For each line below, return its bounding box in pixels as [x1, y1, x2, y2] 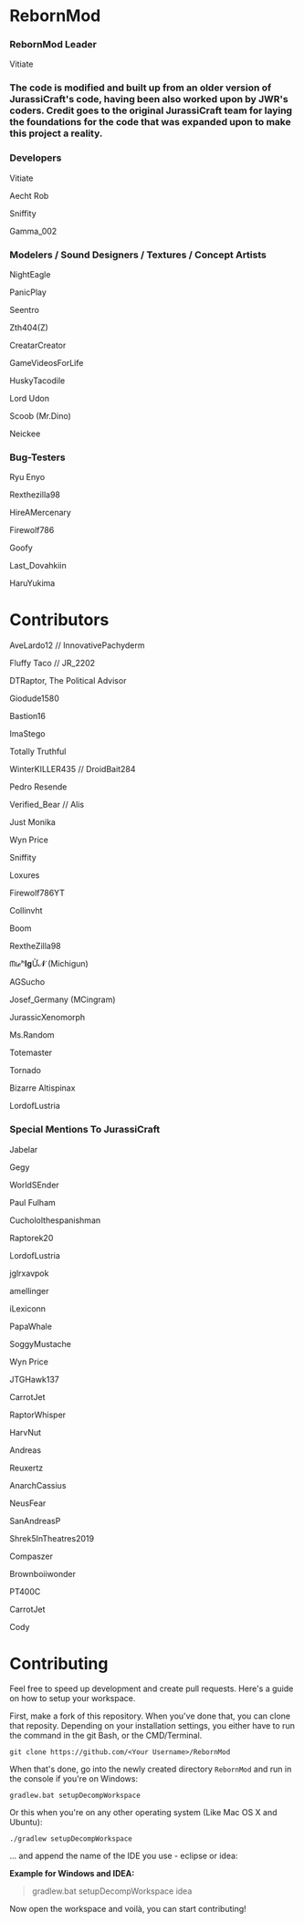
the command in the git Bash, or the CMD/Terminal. [9, 1730, 203, 1741]
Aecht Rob [9, 190, 49, 201]
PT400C [9, 1585, 41, 1597]
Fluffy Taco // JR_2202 [9, 658, 96, 669]
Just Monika [9, 817, 57, 828]
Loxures [9, 870, 40, 881]
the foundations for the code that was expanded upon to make [9, 116, 291, 129]
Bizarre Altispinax [9, 1082, 76, 1093]
